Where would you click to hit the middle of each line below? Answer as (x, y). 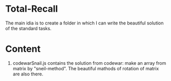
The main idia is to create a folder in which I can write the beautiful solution (84, 23)
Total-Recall (31, 9)
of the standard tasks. (28, 28)
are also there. (28, 74)
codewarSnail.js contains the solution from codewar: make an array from (89, 63)
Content (23, 49)
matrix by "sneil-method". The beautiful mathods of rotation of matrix (86, 68)
